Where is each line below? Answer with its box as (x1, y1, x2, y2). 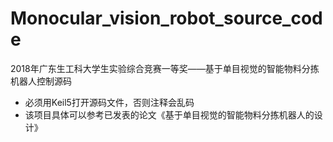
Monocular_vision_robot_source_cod (10, 7, 323, 30)
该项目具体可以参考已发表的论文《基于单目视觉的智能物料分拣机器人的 (24, 108, 315, 121)
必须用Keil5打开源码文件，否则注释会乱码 (24, 96, 195, 108)
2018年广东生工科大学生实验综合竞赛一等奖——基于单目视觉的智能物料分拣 (10, 62, 320, 74)
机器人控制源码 (10, 75, 72, 87)
